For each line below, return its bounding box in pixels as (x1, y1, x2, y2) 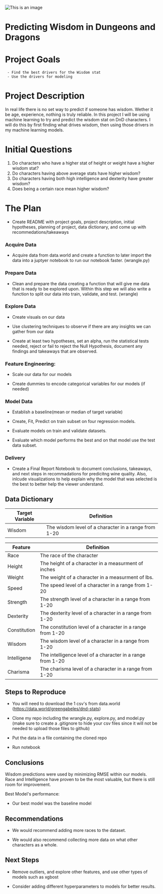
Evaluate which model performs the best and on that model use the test (12, 437, 155, 443)
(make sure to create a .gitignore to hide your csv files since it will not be (12, 720, 158, 726)
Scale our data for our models (12, 372, 72, 377)
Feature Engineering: (5, 360, 56, 367)
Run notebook (12, 745, 40, 750)
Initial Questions (5, 144, 72, 155)
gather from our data (12, 328, 54, 334)
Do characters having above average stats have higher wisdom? (12, 170, 141, 176)
